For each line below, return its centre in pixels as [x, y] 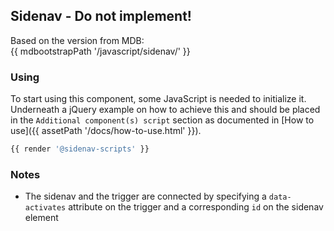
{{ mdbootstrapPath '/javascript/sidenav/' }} [100, 51]
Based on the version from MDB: [77, 40]
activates [45, 208]
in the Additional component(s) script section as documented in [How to [162, 120]
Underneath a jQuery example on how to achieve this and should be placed [165, 110]
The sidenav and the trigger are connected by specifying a [145, 196]
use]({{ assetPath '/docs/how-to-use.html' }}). [106, 131]
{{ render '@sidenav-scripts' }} [80, 149]
